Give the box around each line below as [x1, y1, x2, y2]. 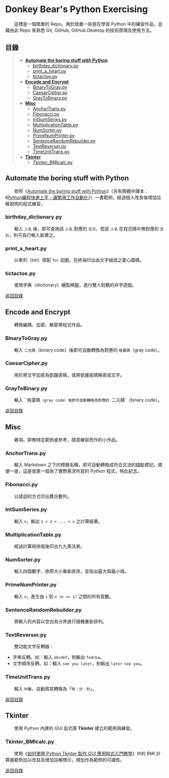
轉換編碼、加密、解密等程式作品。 [14, 322, 85, 328]
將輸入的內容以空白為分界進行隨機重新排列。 [14, 618, 107, 625]
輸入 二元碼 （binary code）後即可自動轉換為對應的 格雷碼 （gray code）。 [14, 347, 162, 353]
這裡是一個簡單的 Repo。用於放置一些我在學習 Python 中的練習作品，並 [14, 21, 163, 27]
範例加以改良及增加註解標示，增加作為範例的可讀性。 [14, 757, 125, 763]
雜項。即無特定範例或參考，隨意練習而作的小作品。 [14, 436, 120, 443]
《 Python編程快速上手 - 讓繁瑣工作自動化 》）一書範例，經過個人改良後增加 [5, 194, 157, 200]
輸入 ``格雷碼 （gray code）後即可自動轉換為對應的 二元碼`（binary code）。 [14, 397, 162, 403]
